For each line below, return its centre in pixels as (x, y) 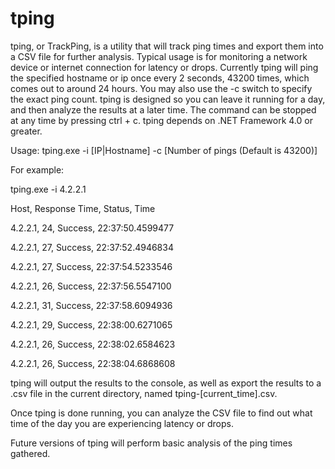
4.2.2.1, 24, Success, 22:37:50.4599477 (92, 228)
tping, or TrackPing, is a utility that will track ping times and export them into (167, 46)
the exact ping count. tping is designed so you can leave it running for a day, (168, 99)
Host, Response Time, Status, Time (83, 208)
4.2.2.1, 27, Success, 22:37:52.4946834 (92, 247)
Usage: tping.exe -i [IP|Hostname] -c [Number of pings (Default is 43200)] (164, 150)
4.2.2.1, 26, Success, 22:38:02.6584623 (93, 344)
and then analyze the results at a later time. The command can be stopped (163, 109)
